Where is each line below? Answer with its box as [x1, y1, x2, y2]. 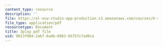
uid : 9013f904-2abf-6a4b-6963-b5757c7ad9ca [5, 34, 95, 39]
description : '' [5, 11, 38, 16]
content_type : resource [5, 7, 53, 12]
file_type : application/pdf [5, 20, 62, 25]
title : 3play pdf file [5, 29, 51, 34]
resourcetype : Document [5, 25, 53, 30]
